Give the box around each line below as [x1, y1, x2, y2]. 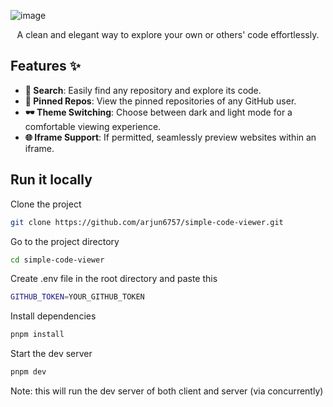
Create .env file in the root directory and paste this [10, 273, 218, 285]
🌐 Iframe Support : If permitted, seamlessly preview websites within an [24, 131, 317, 143]
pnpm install [10, 330, 65, 340]
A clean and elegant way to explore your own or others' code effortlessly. [16, 29, 320, 40]
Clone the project [10, 198, 82, 210]
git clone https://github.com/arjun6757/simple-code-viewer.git [10, 217, 284, 227]
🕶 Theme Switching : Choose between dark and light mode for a [24, 106, 293, 118]
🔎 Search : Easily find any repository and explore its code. [24, 84, 262, 96]
